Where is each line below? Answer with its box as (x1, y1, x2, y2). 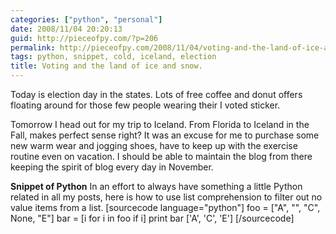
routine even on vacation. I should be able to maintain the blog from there (10, 151, 313, 162)
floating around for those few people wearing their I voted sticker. (10, 99, 281, 111)
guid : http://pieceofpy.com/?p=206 (10, 33, 159, 43)
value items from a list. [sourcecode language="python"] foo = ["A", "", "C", (10, 202, 321, 213)
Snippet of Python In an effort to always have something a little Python (10, 181, 303, 192)
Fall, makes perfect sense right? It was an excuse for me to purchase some (10, 129, 320, 141)
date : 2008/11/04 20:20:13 (10, 24, 123, 34)
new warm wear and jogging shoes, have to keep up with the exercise (10, 140, 298, 151)
